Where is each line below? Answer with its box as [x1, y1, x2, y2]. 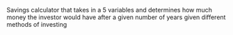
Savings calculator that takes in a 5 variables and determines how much [6, 6, 213, 14]
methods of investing [6, 21, 67, 28]
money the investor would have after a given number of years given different [6, 13, 226, 21]
